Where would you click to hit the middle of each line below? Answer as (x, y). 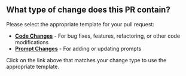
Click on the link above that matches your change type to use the (86, 60)
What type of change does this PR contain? (88, 10)
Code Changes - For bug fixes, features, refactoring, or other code (97, 36)
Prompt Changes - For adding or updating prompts (78, 48)
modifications (32, 42)
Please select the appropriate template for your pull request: (80, 24)
